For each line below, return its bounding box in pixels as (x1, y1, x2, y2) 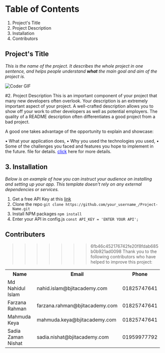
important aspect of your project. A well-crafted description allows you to (5, 103, 154, 109)
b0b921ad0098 (90, 248, 122, 255)
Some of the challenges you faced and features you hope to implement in (5, 143, 154, 149)
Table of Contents (5, 3, 80, 15)
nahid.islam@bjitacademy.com (36, 285, 108, 292)
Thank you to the (122, 248, 157, 255)
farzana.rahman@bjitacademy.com (36, 302, 118, 309)
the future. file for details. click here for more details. (5, 148, 111, 154)
